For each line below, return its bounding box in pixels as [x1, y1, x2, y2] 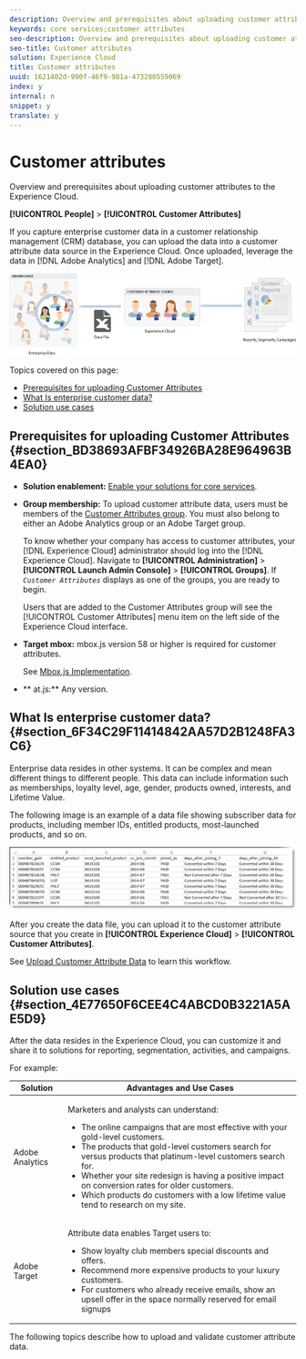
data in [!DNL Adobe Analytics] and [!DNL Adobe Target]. [9, 255, 225, 266]
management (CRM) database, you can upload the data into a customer [9, 236, 279, 247]
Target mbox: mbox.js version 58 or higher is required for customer [22, 639, 277, 650]
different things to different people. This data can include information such [9, 772, 289, 783]
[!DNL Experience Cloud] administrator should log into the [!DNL [22, 545, 264, 556]
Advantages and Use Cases [126, 1083, 234, 1094]
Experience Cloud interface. [22, 621, 128, 633]
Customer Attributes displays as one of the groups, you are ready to [22, 574, 280, 585]
